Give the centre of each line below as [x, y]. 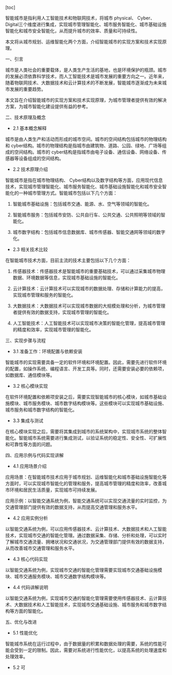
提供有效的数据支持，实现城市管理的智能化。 [64, 312]
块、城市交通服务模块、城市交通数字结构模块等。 [57, 576]
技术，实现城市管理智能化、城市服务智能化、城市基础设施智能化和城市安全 [84, 186]
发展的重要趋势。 [28, 89]
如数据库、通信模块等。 [30, 375]
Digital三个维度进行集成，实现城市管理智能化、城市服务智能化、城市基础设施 [86, 24]
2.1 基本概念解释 [30, 128]
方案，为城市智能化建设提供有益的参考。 [48, 106]
